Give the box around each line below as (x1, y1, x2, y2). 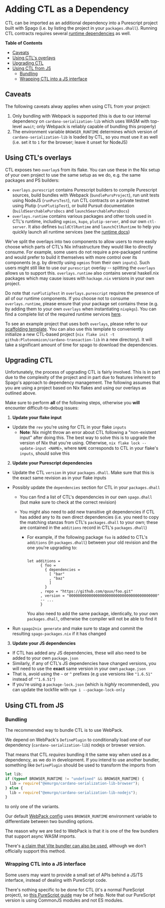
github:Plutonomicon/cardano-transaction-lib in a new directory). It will (5, 336, 153, 342)
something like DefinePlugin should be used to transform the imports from (5, 762, 156, 768)
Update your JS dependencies (12, 640, 76, 646)
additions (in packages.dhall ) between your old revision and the (27, 539, 158, 545)
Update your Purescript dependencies (12, 460, 93, 466)
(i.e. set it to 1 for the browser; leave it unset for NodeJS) (12, 139, 128, 145)
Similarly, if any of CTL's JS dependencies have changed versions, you (12, 661, 157, 667)
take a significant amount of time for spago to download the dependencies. (5, 341, 158, 347)
